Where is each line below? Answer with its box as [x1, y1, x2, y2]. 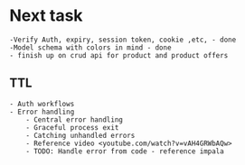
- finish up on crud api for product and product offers [9, 50, 229, 60]
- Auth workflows [9, 99, 75, 108]
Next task [9, 5, 83, 26]
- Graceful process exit [25, 123, 119, 132]
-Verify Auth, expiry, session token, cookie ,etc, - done [9, 35, 237, 44]
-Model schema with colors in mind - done [9, 42, 172, 52]
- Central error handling [25, 115, 124, 124]
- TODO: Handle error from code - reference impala [25, 146, 224, 156]
